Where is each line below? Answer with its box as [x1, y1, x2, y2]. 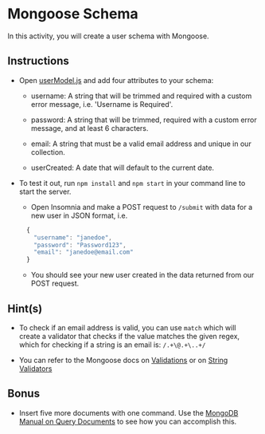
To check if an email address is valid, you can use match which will [18, 322, 236, 332]
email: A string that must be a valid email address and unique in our [30, 139, 251, 148]
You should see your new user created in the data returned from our [30, 270, 255, 280]
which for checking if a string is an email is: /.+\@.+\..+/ [18, 340, 206, 349]
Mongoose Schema [7, 5, 138, 23]
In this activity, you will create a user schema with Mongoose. [7, 31, 209, 41]
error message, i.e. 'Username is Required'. [30, 99, 173, 108]
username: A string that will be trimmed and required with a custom [30, 91, 252, 101]
